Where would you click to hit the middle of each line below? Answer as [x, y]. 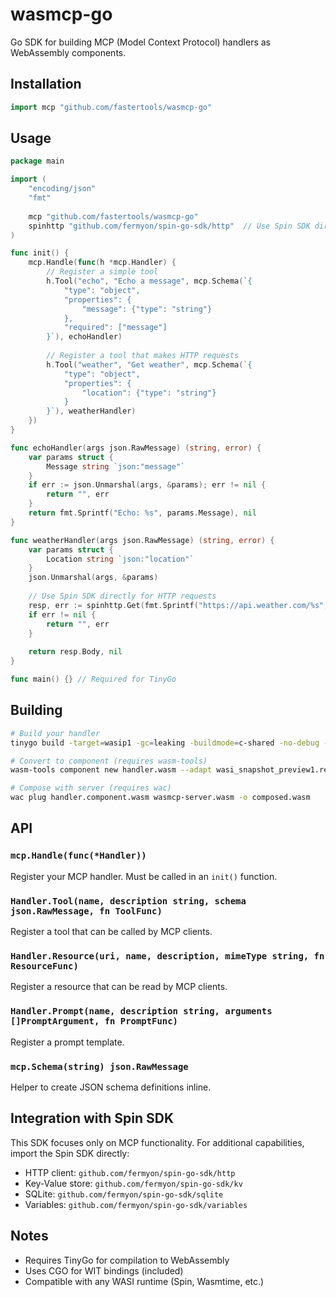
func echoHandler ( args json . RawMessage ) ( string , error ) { [136, 448]
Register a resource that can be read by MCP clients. [119, 987]
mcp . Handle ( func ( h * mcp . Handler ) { [102, 263]
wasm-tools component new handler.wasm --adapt [111, 770]
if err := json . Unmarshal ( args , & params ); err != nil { [147, 485]
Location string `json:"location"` [120, 559]
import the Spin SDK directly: [70, 1153]
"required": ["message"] [115, 328]
